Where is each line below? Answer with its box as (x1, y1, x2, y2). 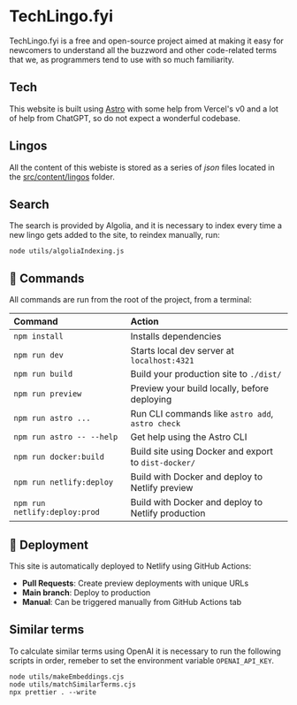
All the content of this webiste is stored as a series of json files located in (9, 162, 276, 172)
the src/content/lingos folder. (9, 171, 115, 182)
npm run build (13, 369, 73, 379)
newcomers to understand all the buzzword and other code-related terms (9, 44, 277, 55)
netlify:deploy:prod (13, 507, 100, 517)
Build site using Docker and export (130, 445, 274, 457)
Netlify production (130, 507, 206, 519)
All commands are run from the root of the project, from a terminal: (9, 295, 252, 305)
